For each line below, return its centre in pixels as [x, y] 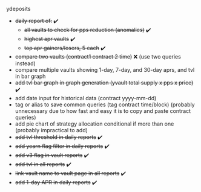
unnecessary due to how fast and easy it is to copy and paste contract [103, 111]
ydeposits [18, 9]
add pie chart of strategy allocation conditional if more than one [94, 124]
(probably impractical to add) [51, 130]
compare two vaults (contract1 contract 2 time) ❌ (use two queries [98, 56]
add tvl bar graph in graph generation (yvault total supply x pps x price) [104, 83]
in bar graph [30, 76]
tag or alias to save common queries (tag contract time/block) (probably [105, 104]
